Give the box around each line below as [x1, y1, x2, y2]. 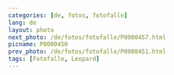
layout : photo [8, 26, 55, 34]
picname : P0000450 [8, 41, 68, 48]
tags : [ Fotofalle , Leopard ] [8, 55, 100, 63]
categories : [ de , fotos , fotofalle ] [8, 11, 128, 20]
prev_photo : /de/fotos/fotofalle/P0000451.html [8, 48, 167, 55]
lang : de [8, 19, 37, 27]
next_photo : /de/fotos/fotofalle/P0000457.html [8, 33, 167, 41]
